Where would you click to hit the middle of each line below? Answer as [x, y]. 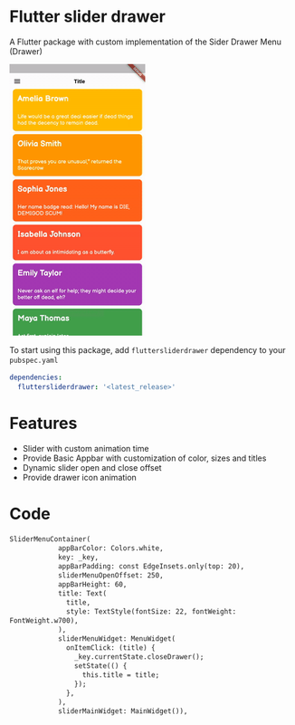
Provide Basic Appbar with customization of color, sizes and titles [144, 458]
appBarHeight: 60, [92, 584]
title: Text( [82, 593]
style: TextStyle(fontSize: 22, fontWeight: [152, 611]
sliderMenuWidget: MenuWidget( [117, 639]
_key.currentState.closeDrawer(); [139, 657]
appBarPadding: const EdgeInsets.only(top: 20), [151, 566]
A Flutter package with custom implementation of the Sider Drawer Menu [146, 42]
